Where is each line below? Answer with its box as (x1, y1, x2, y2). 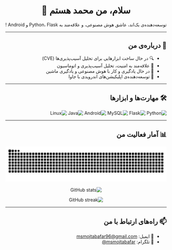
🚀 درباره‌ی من (127, 41, 167, 50)
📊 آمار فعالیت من (116, 130, 167, 139)
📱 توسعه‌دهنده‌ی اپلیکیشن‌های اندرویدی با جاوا (68, 73, 154, 79)
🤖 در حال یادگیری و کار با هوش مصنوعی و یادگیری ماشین (46, 68, 154, 74)
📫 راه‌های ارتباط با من (103, 217, 167, 226)
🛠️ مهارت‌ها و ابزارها (110, 94, 167, 102)
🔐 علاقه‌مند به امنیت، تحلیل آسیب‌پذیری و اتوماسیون (56, 62, 154, 69)
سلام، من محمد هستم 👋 (41, 5, 131, 16)
